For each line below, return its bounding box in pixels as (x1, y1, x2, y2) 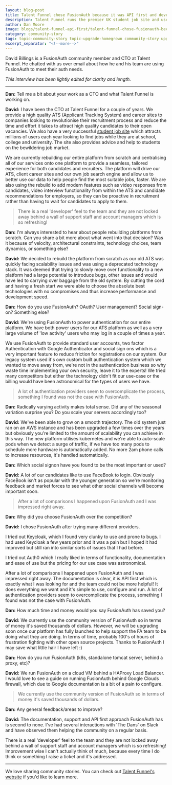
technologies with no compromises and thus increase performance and (5, 288, 156, 294)
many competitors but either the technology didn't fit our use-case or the (5, 372, 160, 379)
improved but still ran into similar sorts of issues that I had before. (5, 544, 143, 550)
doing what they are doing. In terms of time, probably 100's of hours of (5, 633, 155, 639)
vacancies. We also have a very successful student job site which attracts (5, 128, 161, 134)
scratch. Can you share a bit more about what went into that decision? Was (5, 235, 164, 241)
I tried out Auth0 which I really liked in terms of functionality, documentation (5, 554, 165, 561)
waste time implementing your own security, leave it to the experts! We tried (5, 367, 166, 373)
